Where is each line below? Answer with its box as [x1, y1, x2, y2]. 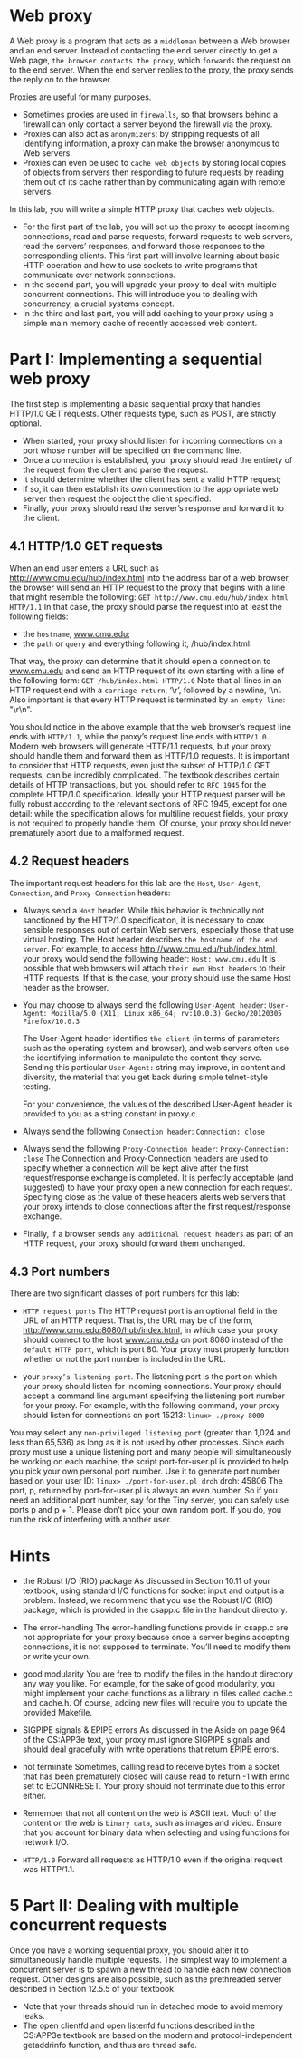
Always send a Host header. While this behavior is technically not [22, 904, 265, 915]
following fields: [9, 611, 69, 622]
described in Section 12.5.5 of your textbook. [9, 1984, 176, 1995]
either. [22, 1791, 47, 1802]
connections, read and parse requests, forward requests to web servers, [22, 230, 293, 241]
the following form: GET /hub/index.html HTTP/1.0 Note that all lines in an [9, 674, 282, 685]
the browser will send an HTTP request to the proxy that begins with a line [9, 582, 286, 593]
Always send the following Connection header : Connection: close [22, 1126, 265, 1136]
